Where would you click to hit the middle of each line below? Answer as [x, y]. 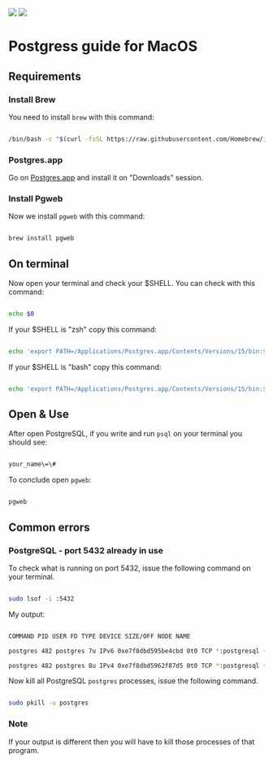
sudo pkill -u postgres [49, 703]
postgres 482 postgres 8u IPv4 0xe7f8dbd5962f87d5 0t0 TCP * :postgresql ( [138, 665]
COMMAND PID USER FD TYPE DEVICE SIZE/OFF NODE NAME [100, 636]
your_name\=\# [32, 464]
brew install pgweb [41, 238]
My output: [27, 614]
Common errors [50, 527]
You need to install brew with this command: [81, 117]
